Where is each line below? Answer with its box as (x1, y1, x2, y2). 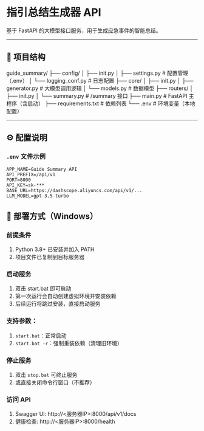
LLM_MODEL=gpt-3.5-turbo (6, 193, 69, 199)
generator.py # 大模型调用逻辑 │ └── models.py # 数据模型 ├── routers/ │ (6, 84, 194, 92)
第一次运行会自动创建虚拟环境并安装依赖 (15, 292, 117, 300)
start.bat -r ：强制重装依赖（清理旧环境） (15, 339, 123, 347)
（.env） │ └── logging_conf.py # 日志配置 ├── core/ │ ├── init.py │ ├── (6, 77, 194, 84)
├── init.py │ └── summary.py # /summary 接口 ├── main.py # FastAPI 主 (6, 92, 194, 99)
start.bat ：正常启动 (15, 332, 67, 339)
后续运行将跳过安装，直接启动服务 (15, 300, 101, 308)
